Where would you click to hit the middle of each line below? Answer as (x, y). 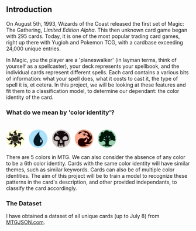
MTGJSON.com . (26, 222)
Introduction (29, 10)
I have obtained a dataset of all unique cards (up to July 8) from (83, 216)
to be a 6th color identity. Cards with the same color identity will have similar (98, 164)
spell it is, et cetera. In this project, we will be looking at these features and (96, 85)
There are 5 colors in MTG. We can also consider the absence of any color (96, 157)
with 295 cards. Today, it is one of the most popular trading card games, (93, 36)
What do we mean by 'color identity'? (61, 112)
